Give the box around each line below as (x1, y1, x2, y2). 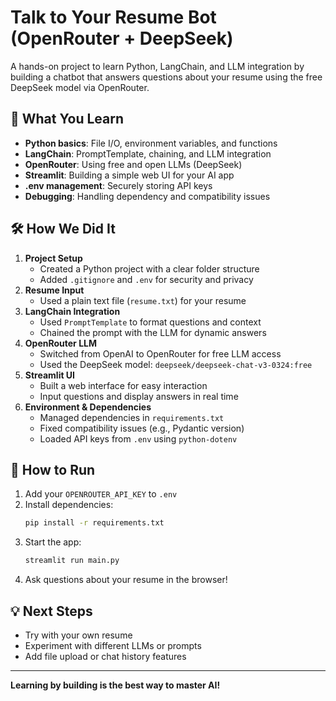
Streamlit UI (24, 369, 76, 381)
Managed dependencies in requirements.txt (39, 411, 225, 423)
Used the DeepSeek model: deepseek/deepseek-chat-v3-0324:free (39, 358, 313, 370)
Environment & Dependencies (24, 401, 152, 413)
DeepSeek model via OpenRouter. (10, 81, 150, 93)
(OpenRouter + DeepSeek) (10, 27, 234, 50)
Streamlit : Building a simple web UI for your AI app (24, 169, 235, 181)
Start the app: (24, 536, 82, 548)
